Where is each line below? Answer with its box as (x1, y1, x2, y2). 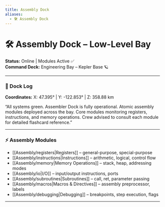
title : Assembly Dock (5, 7, 50, 12)
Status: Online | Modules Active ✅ (5, 58, 75, 64)
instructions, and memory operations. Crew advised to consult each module (5, 114, 159, 120)
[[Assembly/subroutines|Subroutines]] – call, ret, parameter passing (12, 175, 150, 181)
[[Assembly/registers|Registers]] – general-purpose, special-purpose (12, 149, 153, 155)
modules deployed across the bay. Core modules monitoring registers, (5, 109, 147, 115)
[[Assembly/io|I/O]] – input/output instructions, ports (12, 171, 119, 176)
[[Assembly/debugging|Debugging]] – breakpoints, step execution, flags (12, 191, 159, 197)
